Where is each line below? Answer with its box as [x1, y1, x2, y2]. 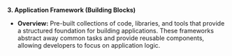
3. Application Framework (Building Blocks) [7, 6, 136, 14]
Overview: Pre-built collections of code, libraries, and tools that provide [17, 19, 225, 27]
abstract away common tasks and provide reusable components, [17, 34, 205, 42]
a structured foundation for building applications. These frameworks [17, 27, 215, 35]
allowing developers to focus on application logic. [17, 41, 161, 49]
